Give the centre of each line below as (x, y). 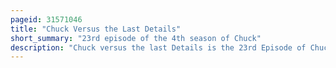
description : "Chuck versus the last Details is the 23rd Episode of (158, 47)
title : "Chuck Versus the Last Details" (96, 29)
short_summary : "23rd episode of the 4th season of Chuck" (136, 38)
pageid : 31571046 (46, 19)
